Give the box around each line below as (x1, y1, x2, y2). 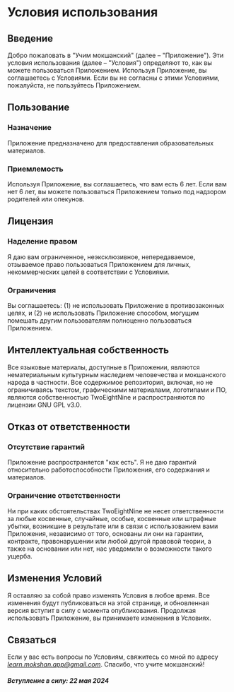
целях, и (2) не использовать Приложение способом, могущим (7, 309, 199, 317)
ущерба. (7, 551, 33, 560)
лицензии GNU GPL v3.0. (7, 400, 82, 409)
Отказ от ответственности (7, 421, 131, 433)
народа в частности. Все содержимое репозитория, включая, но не (7, 378, 213, 386)
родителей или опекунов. (7, 195, 85, 203)
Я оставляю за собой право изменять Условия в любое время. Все (7, 591, 210, 599)
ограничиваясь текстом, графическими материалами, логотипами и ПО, (7, 386, 228, 394)
